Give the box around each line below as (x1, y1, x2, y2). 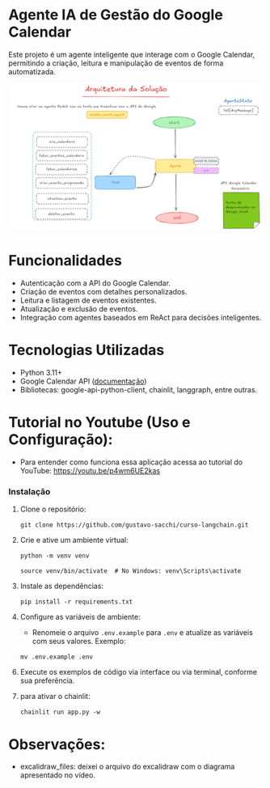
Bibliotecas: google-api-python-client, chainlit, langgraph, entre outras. (19, 385, 258, 395)
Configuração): (8, 430, 113, 449)
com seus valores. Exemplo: (32, 637, 126, 646)
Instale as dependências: (19, 581, 103, 591)
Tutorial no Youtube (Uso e (8, 413, 191, 432)
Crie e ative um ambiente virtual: (19, 536, 129, 545)
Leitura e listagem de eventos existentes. (19, 295, 157, 305)
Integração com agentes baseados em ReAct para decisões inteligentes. (19, 313, 262, 323)
